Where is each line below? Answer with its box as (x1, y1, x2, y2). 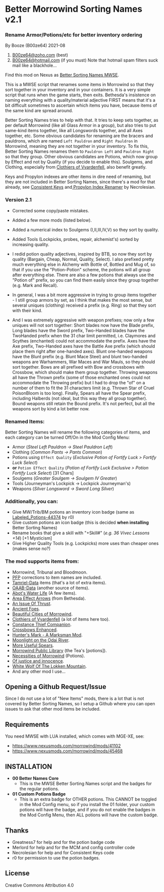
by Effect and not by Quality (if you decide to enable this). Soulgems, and (5, 159, 153, 165)
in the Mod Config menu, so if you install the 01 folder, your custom (19, 802, 155, 807)
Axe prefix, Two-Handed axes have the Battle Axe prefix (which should (12, 343, 155, 349)
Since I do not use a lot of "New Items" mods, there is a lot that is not (5, 695, 144, 701)
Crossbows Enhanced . (12, 627, 58, 633)
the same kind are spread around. (5, 108, 73, 114)
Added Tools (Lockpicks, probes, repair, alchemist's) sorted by (12, 236, 139, 242)
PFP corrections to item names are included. (12, 574, 102, 580)
